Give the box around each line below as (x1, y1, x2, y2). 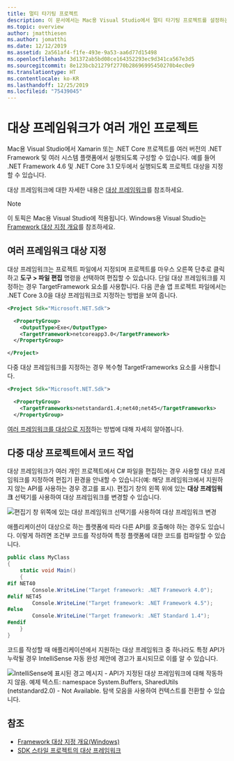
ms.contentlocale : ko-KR (7, 75, 79, 82)
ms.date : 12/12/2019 (7, 43, 68, 50)
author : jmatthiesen (7, 29, 68, 37)
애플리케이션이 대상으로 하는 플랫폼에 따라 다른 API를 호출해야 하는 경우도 (7, 522, 207, 531)
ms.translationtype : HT (7, 68, 77, 75)
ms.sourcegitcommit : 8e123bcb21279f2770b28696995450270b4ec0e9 (7, 62, 195, 69)
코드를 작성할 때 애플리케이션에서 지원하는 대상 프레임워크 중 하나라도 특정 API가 (7, 645, 225, 654)
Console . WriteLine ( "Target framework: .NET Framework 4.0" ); (32, 587, 214, 594)
